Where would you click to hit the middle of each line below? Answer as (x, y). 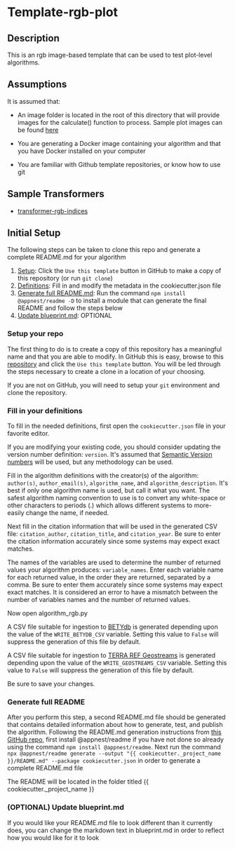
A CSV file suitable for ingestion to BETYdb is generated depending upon (113, 627)
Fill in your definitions (45, 410)
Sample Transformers (56, 194)
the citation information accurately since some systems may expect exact (114, 542)
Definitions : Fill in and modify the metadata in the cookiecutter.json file (119, 286)
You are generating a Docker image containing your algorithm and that (119, 143)
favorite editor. (28, 434)
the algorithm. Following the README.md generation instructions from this (115, 732)
